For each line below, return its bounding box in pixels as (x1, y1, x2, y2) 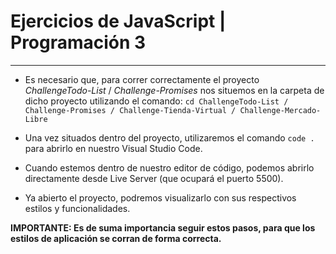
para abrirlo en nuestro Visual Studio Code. (24, 142, 203, 154)
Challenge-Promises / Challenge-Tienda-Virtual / (24, 105, 237, 115)
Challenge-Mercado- (239, 105, 322, 115)
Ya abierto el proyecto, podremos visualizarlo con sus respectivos (24, 191, 297, 204)
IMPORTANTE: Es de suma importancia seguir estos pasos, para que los (10, 221, 316, 234)
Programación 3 (10, 31, 147, 54)
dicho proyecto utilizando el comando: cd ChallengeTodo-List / (24, 95, 289, 107)
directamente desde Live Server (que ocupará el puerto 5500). (24, 172, 284, 184)
